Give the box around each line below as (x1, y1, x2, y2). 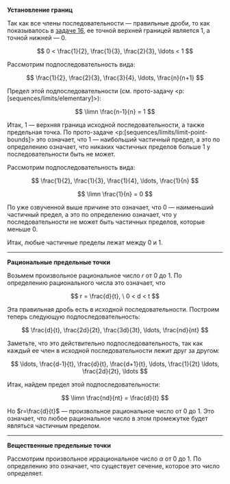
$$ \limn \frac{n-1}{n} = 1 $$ (75, 108, 155, 115)
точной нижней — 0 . (7, 34, 67, 42)
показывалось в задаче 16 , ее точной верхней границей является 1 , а (7, 27, 210, 34)
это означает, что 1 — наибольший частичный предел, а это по (36, 135, 220, 143)
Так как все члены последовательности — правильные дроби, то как (7, 19, 210, 27)
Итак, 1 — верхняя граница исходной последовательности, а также (7, 121, 205, 129)
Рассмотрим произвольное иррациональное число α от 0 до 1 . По (7, 454, 202, 463)
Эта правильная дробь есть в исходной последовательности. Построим (7, 306, 220, 313)
